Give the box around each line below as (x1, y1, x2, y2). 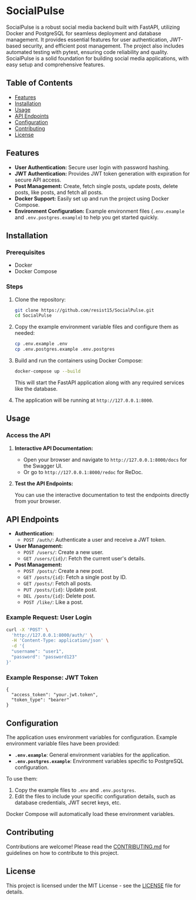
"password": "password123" (11, 654, 77, 660)
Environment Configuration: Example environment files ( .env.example (14, 207, 185, 214)
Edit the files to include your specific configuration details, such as (14, 792, 176, 800)
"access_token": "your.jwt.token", (11, 692, 99, 698)
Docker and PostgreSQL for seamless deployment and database (6, 29, 161, 36)
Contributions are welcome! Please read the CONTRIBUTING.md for (6, 843, 170, 850)
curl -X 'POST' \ (6, 627, 49, 633)
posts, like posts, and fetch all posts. (14, 189, 103, 196)
